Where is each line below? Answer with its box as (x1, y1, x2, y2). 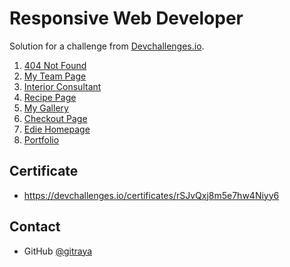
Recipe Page (23, 91, 77, 103)
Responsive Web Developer (9, 7, 244, 30)
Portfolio (23, 133, 60, 146)
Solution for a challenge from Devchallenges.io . (9, 40, 205, 52)
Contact (9, 218, 61, 236)
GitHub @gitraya (23, 245, 93, 257)
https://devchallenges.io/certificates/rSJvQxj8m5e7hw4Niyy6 (23, 189, 280, 201)
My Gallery (23, 102, 69, 114)
